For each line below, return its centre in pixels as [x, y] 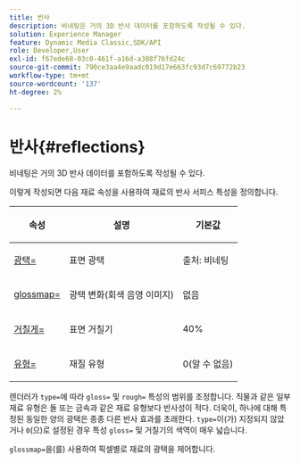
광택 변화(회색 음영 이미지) [121, 295]
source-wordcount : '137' [55, 84]
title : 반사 [30, 17]
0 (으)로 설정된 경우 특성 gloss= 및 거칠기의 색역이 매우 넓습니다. [136, 430]
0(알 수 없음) [208, 364]
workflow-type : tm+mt [50, 76]
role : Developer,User [50, 51]
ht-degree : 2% [36, 92]
